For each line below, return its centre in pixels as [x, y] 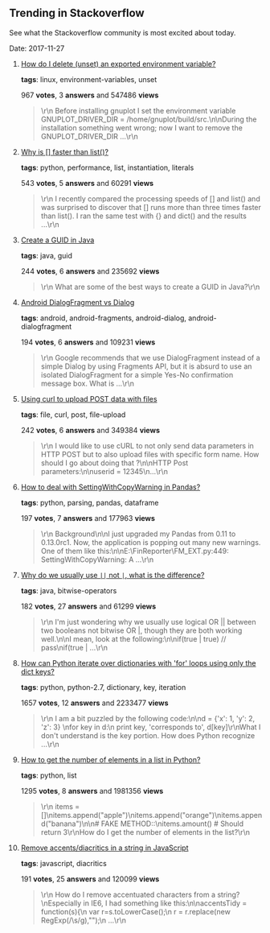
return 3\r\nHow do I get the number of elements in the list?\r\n [145, 832]
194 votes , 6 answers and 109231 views [88, 342]
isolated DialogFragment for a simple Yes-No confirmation [137, 374]
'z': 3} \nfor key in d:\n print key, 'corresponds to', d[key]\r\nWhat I [151, 727]
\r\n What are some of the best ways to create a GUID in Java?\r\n [150, 287]
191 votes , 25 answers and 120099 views [90, 879]
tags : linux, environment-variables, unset [89, 79]
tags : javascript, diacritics [63, 863]
